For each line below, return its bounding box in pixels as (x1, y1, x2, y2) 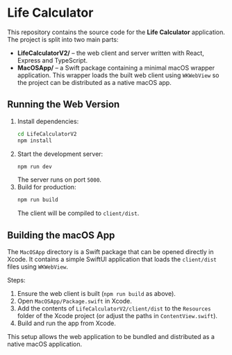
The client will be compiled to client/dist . (17, 209, 140, 217)
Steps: (7, 276, 26, 285)
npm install (17, 137, 52, 144)
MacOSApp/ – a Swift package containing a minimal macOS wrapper (17, 63, 215, 72)
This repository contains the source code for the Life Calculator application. (7, 28, 226, 36)
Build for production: (17, 183, 76, 191)
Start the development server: (17, 150, 103, 158)
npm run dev (17, 163, 52, 170)
